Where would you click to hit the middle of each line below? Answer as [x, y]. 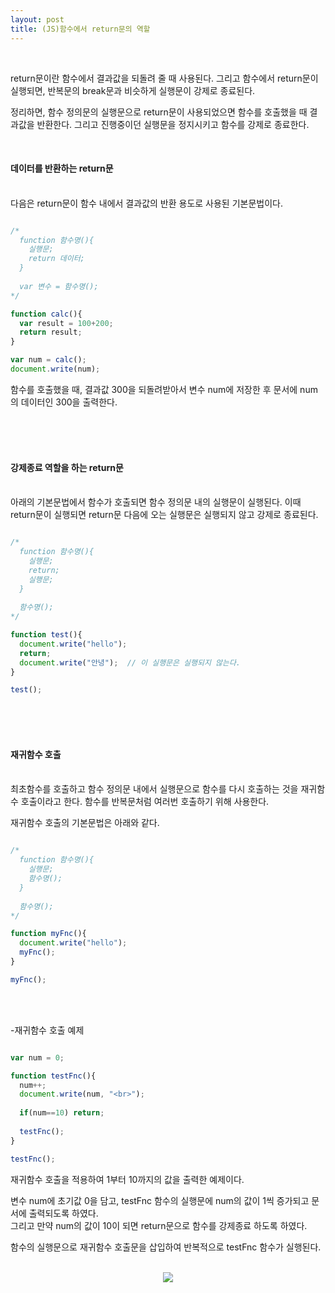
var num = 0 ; [37, 1057]
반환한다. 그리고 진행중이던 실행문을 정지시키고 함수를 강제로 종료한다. [173, 124]
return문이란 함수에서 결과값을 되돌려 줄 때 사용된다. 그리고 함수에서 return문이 [164, 78]
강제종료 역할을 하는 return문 [67, 467]
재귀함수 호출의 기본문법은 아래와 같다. [85, 823]
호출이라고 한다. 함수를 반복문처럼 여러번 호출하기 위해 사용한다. [145, 802]
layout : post [37, 19]
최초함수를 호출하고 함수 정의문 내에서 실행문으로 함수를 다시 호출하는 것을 [154, 789]
